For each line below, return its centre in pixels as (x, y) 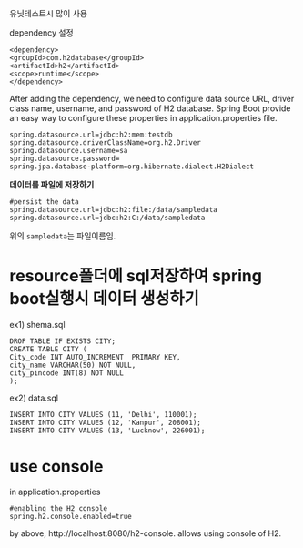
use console (56, 467)
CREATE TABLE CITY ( (49, 349)
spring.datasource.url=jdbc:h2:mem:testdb (91, 135)
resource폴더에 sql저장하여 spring (136, 276)
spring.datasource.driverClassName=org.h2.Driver (106, 143)
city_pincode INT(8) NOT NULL (67, 373)
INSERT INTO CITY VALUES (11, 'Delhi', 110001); (103, 414)
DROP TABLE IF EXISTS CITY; (63, 341)
